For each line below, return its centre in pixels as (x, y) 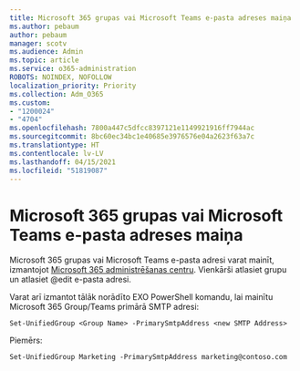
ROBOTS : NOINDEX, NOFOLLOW (61, 77)
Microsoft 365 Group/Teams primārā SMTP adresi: (104, 307)
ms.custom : (30, 103)
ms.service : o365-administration (73, 69)
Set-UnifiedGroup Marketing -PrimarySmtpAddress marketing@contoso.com (148, 357)
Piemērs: (26, 340)
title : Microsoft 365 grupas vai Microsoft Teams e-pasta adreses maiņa (150, 18)
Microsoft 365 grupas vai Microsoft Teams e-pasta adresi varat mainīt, (142, 260)
